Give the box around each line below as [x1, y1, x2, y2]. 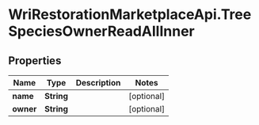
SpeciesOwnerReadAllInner [8, 22, 196, 40]
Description [75, 78, 121, 88]
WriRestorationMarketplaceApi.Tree [8, 6, 252, 24]
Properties [8, 54, 62, 67]
